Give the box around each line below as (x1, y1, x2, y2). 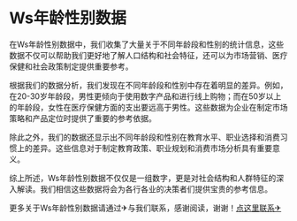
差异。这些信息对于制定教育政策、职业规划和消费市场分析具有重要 (32, 142, 272, 153)
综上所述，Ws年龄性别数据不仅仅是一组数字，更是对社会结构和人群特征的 (9, 172, 277, 183)
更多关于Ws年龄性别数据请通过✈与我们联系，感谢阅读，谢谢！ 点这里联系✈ (9, 202, 282, 213)
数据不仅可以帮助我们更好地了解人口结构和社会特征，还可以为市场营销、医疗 (9, 50, 288, 60)
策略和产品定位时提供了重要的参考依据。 (9, 112, 156, 124)
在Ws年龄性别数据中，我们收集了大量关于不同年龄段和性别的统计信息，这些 (9, 39, 285, 50)
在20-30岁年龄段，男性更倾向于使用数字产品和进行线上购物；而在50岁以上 (9, 90, 282, 102)
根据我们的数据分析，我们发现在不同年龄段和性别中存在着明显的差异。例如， (9, 80, 288, 90)
